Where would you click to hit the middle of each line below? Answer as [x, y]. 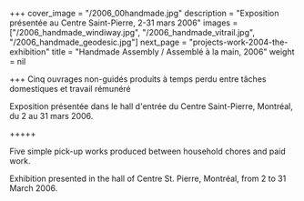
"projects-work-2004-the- [238, 42]
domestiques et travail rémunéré [71, 89]
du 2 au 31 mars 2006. [51, 116]
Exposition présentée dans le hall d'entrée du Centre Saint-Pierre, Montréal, [152, 106]
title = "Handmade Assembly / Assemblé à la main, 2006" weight [173, 52]
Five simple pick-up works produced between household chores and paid [148, 151]
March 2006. [34, 188]
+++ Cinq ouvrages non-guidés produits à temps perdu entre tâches [138, 79]
